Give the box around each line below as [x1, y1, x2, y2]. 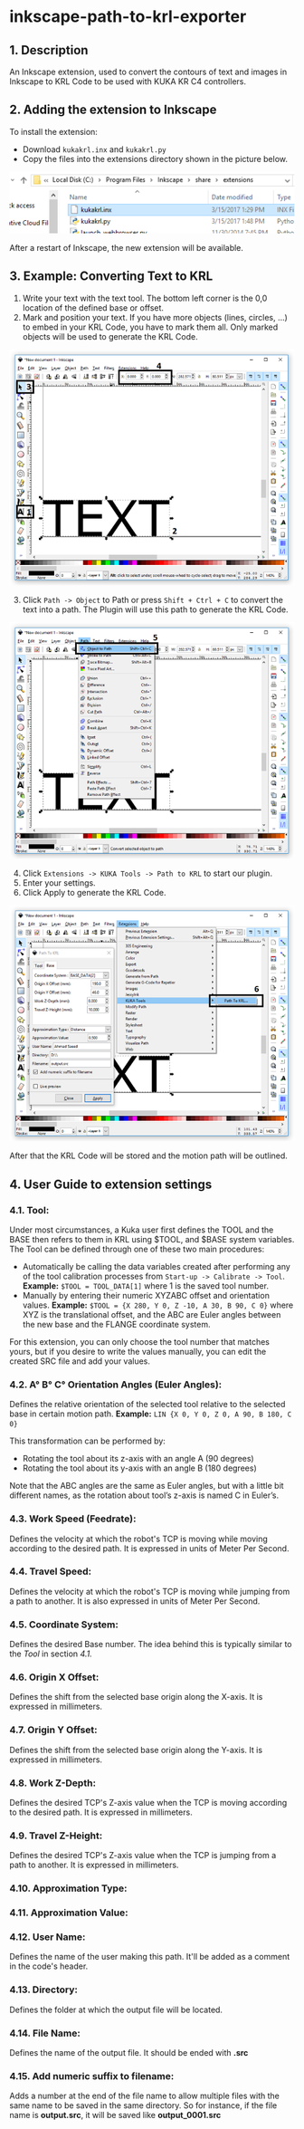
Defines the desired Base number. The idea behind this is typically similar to [9, 1639, 292, 1650]
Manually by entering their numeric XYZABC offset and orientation [22, 1290, 270, 1300]
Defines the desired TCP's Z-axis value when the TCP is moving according [9, 1797, 288, 1808]
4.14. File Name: [9, 2027, 81, 2039]
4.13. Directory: [9, 1983, 79, 1996]
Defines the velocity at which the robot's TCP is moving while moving [9, 1533, 269, 1544]
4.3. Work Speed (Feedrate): [9, 1512, 137, 1525]
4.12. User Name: [9, 1931, 86, 1943]
